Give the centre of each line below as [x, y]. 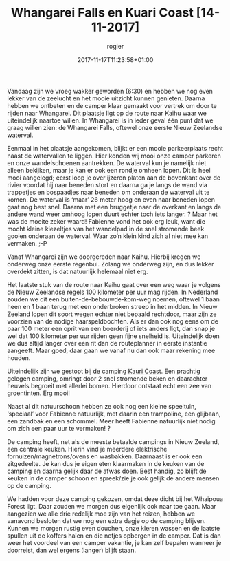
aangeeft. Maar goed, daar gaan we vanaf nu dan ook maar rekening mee [111, 350]
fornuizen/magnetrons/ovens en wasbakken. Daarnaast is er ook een [105, 456]
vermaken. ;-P [27, 243]
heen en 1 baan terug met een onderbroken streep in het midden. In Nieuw [112, 306]
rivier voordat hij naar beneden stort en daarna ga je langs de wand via [107, 184]
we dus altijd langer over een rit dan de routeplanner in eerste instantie [107, 343]
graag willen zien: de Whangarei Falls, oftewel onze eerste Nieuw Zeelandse [115, 127]
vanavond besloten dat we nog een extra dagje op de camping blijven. [106, 520]
